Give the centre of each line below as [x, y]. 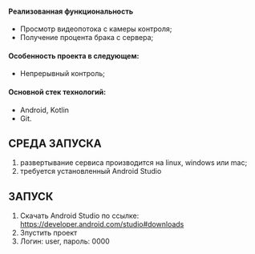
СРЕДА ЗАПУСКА [55, 143]
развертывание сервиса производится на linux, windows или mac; [134, 163]
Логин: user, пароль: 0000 [65, 241]
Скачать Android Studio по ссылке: [79, 216]
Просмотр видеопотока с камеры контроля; [96, 29]
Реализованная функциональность [71, 11]
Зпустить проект [49, 233]
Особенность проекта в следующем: [74, 55]
